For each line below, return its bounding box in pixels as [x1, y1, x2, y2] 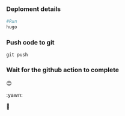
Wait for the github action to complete [6, 66, 119, 74]
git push [6, 52, 28, 58]
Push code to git [6, 38, 55, 46]
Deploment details [6, 5, 61, 13]
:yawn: [6, 91, 23, 98]
